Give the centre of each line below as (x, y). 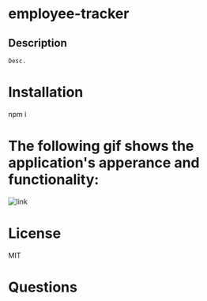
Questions (43, 287)
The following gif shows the (101, 146)
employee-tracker (69, 14)
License (35, 233)
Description (38, 43)
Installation (46, 92)
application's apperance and (104, 163)
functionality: (54, 180)
